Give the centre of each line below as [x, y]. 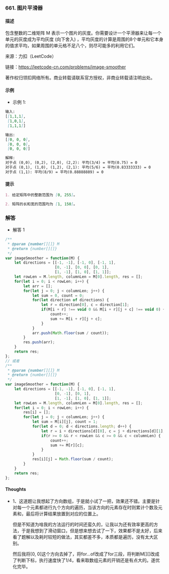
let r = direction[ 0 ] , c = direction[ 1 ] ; [85, 305]
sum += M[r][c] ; [67, 445]
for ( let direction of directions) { [70, 300]
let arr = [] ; [38, 286]
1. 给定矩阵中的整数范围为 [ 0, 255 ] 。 [41, 195]
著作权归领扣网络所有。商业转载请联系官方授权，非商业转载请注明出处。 [80, 78]
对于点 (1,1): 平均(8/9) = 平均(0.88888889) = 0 [55, 172]
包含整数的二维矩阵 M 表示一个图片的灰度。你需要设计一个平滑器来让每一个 [83, 33]
